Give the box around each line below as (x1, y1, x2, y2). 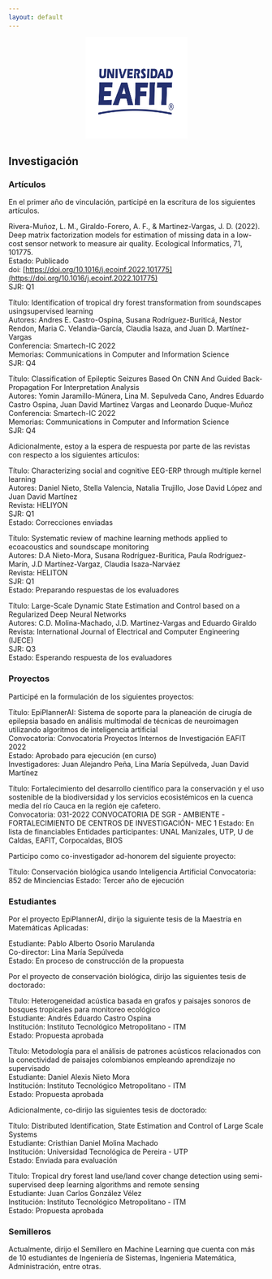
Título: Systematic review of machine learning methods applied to (8, 533, 228, 544)
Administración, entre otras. (8, 1262, 101, 1272)
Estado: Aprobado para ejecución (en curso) (8, 750, 157, 760)
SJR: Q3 (8, 644, 37, 654)
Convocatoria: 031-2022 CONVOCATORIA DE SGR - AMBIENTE (8, 809, 221, 819)
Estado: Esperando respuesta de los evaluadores (8, 653, 172, 662)
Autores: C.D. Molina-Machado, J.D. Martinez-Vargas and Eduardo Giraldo (8, 618, 257, 628)
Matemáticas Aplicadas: (8, 922, 89, 932)
